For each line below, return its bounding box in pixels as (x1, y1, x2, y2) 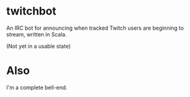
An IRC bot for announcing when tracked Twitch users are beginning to (6, 24, 184, 32)
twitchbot (6, 4, 56, 18)
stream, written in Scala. (6, 30, 67, 38)
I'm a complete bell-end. (6, 84, 68, 91)
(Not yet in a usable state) (6, 42, 71, 50)
